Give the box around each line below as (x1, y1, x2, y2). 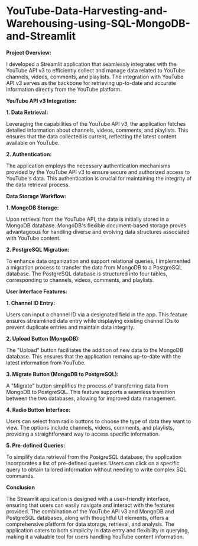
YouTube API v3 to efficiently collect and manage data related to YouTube (6, 66, 185, 74)
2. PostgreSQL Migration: (6, 246, 70, 253)
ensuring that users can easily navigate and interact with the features (6, 501, 175, 509)
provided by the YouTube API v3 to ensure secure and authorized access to (6, 168, 190, 176)
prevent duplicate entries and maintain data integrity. (6, 323, 135, 331)
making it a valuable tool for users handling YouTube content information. (6, 533, 184, 540)
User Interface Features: (6, 288, 68, 295)
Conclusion (6, 484, 35, 491)
